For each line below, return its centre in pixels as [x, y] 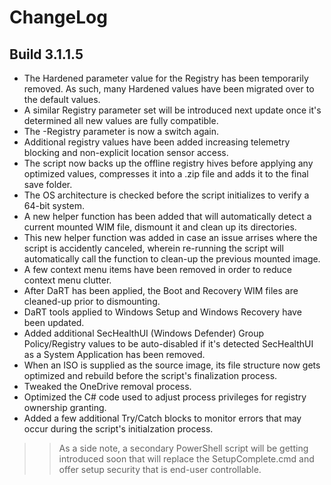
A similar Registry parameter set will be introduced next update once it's [172, 110]
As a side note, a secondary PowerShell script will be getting [183, 448]
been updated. [54, 322]
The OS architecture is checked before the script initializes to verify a [166, 195]
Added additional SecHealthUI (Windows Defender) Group [144, 333]
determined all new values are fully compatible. [121, 120]
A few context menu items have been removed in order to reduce [157, 269]
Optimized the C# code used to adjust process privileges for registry [165, 397]
